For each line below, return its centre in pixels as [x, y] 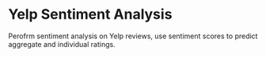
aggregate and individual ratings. [62, 44]
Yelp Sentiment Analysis [90, 14]
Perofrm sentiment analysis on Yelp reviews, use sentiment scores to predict [133, 36]
